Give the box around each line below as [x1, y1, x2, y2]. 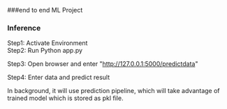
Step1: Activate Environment [7, 39, 88, 47]
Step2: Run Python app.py [7, 47, 82, 55]
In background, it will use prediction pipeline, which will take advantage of [7, 87, 220, 95]
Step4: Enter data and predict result [7, 73, 110, 82]
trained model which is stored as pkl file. [7, 94, 124, 103]
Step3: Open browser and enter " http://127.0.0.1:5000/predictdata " [7, 60, 198, 68]
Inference [7, 23, 41, 33]
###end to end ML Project [7, 6, 83, 14]
